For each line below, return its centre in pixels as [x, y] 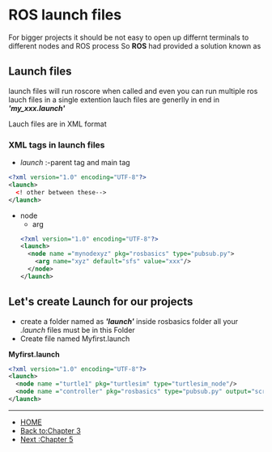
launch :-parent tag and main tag [75, 163]
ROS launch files [65, 15]
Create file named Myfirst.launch [75, 339]
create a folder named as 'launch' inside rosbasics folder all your [129, 321]
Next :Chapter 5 [47, 439]
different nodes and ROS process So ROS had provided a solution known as [135, 45]
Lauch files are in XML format [57, 124]
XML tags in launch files [57, 145]
